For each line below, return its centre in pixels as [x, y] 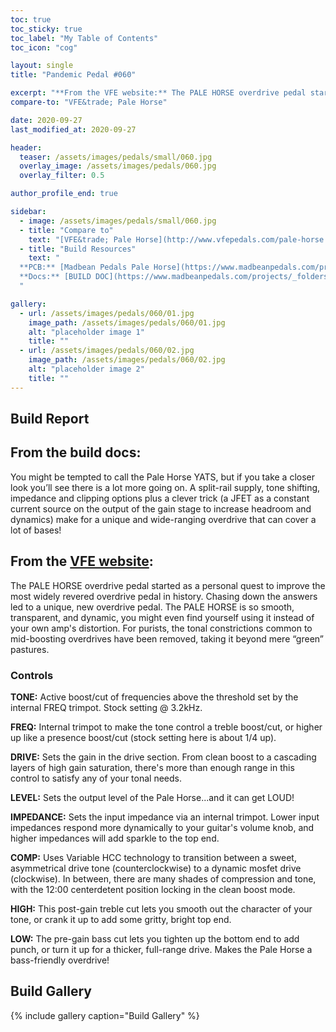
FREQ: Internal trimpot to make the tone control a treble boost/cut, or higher [166, 727]
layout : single [42, 66]
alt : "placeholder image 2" [86, 369]
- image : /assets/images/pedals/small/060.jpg [118, 221]
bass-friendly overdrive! [60, 960]
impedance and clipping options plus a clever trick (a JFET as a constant [160, 498]
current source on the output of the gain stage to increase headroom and [161, 508]
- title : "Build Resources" [78, 249]
